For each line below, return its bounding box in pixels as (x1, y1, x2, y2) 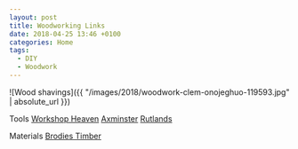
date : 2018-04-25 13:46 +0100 (9, 29, 122, 38)
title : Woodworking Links (9, 21, 105, 30)
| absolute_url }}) (9, 96, 71, 106)
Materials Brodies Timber (9, 130, 102, 141)
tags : (9, 46, 29, 55)
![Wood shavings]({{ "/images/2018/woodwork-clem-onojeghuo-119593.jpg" (9, 86, 290, 98)
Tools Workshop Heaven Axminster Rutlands (9, 113, 173, 124)
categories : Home (9, 37, 74, 47)
